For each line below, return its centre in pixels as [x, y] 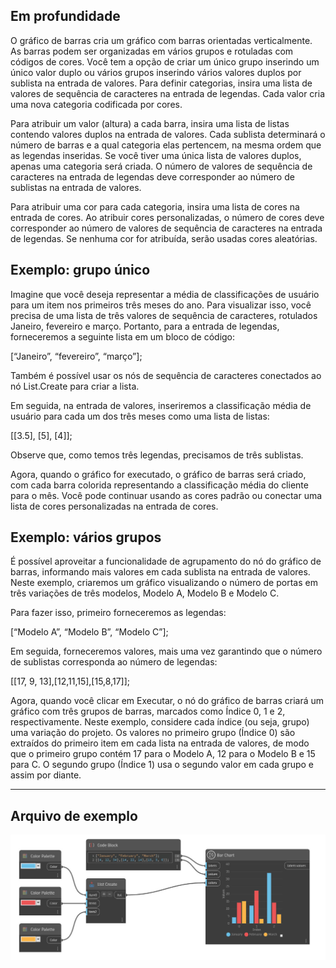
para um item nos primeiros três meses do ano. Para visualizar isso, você [161, 305]
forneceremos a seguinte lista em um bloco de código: [123, 336]
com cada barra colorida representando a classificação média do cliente [159, 485]
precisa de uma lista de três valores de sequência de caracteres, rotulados [164, 315]
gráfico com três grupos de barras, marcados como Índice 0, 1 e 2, [148, 711]
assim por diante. [46, 775]
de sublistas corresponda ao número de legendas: [114, 662]
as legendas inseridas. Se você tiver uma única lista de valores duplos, [156, 155]
